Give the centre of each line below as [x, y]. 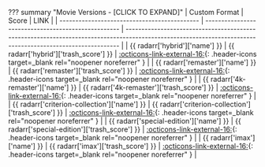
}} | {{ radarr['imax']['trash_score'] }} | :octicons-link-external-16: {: [145, 146]
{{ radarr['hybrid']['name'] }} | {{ [182, 46]
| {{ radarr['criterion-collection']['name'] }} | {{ [83, 104]
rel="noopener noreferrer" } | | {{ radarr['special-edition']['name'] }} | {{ [125, 121]
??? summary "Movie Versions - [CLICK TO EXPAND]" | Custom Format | [126, 12]
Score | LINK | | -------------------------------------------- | [106, 20]
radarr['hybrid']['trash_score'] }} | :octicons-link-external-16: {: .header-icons [132, 54]
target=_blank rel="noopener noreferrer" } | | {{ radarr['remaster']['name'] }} [132, 62]
